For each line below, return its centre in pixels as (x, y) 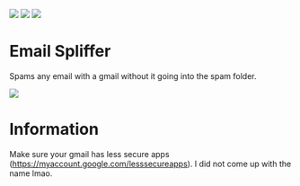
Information (54, 129)
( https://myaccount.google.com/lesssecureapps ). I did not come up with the (150, 164)
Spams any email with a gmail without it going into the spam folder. (133, 75)
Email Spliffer (60, 52)
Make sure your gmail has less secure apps (89, 154)
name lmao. (31, 173)
